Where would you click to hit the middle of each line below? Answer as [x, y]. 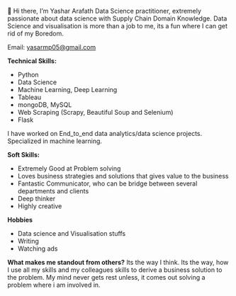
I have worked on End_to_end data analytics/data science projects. [105, 133]
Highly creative [40, 206]
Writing [28, 241]
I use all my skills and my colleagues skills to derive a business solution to [115, 270]
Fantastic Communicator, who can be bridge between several [107, 183]
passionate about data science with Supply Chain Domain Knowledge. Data [117, 18]
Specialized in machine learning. [55, 141]
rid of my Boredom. [35, 33]
